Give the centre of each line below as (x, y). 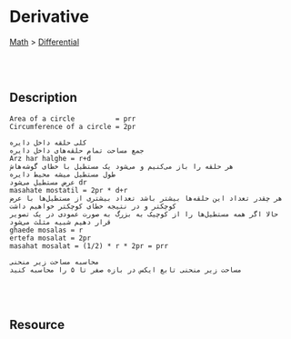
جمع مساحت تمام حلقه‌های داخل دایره (77, 150)
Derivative (49, 17)
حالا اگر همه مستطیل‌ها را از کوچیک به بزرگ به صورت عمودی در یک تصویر (144, 214)
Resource (37, 325)
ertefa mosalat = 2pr (50, 238)
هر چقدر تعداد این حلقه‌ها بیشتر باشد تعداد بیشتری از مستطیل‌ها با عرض (146, 198)
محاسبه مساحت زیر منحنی (55, 262)
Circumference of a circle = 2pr (73, 126)
